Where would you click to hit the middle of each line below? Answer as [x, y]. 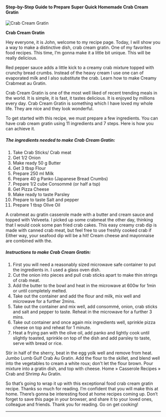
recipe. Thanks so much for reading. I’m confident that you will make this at [82, 389]
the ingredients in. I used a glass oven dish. [57, 270]
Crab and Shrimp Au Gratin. [34, 374]
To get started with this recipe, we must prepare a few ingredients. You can [82, 118]
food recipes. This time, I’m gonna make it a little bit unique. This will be [78, 53]
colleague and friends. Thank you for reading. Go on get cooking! [72, 405]
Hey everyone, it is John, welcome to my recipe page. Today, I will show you [83, 42]
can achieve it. [20, 129]
